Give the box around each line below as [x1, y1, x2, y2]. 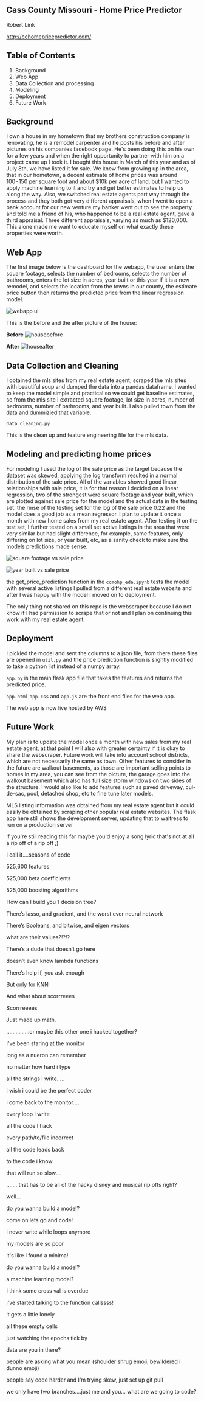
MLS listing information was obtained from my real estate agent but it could [6, 801, 195, 808]
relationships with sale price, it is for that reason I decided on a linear [6, 484, 179, 492]
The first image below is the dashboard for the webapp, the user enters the [6, 263, 194, 271]
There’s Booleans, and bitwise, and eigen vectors [6, 922, 129, 929]
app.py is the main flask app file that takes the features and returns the [6, 674, 183, 681]
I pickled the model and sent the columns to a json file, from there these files [6, 649, 198, 656]
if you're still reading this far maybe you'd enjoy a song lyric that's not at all [6, 833, 194, 840]
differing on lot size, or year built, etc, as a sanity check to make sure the [6, 536, 188, 543]
